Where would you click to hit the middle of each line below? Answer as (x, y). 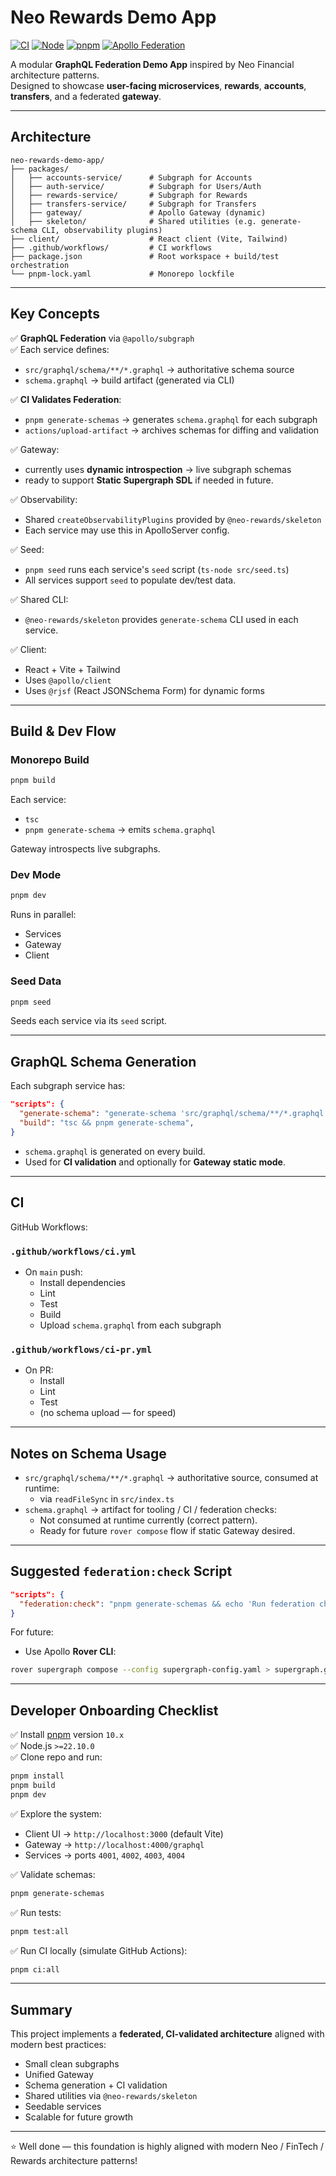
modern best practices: (58, 2045)
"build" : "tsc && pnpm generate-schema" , (107, 1123)
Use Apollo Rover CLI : (70, 1652)
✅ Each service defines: (60, 349)
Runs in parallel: (43, 915)
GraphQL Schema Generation (103, 1061)
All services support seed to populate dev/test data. (130, 580)
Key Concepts (55, 314)
